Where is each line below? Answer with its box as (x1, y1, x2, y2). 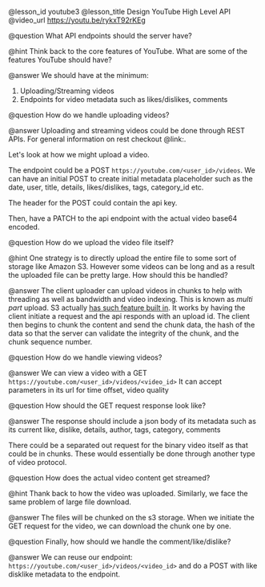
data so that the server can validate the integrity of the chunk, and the (8, 328, 239, 338)
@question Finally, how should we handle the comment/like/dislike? (8, 537, 231, 546)
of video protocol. (8, 458, 67, 467)
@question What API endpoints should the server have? (8, 31, 192, 40)
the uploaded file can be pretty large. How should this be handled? (8, 271, 228, 279)
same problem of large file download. (8, 497, 132, 507)
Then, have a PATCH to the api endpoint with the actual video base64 (8, 214, 238, 223)
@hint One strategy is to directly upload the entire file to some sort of (8, 253, 237, 263)
